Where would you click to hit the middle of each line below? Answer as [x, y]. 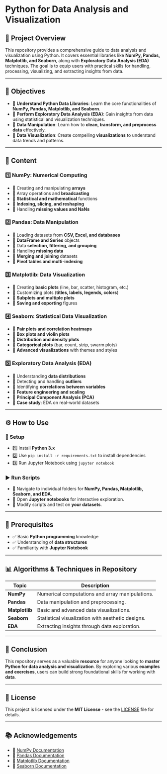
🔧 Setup [15, 437]
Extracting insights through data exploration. [89, 626]
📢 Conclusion [26, 649]
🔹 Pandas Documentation [38, 755]
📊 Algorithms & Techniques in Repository [71, 569]
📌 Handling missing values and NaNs [51, 209]
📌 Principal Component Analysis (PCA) [53, 397]
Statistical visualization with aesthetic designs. [91, 618]
